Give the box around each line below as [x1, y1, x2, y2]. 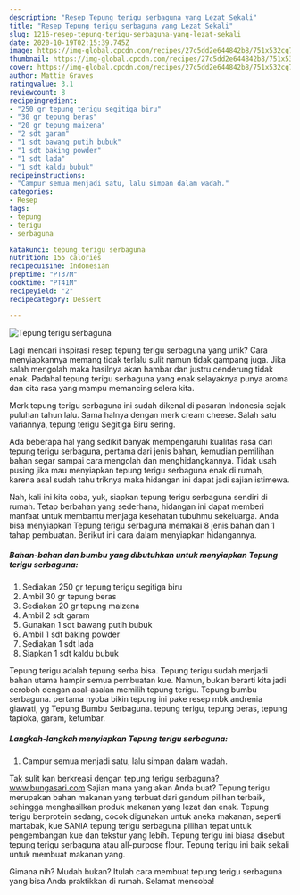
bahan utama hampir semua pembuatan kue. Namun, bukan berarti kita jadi [9, 675, 287, 686]
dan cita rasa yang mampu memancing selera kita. [9, 382, 195, 393]
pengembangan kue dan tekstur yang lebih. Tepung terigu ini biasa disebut [9, 830, 286, 841]
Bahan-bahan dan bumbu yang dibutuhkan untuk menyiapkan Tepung [9, 550, 279, 561]
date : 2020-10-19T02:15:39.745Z [9, 38, 129, 47]
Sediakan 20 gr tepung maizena [21, 600, 140, 612]
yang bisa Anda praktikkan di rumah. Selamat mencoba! [9, 876, 215, 887]
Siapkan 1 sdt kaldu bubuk [21, 648, 119, 659]
